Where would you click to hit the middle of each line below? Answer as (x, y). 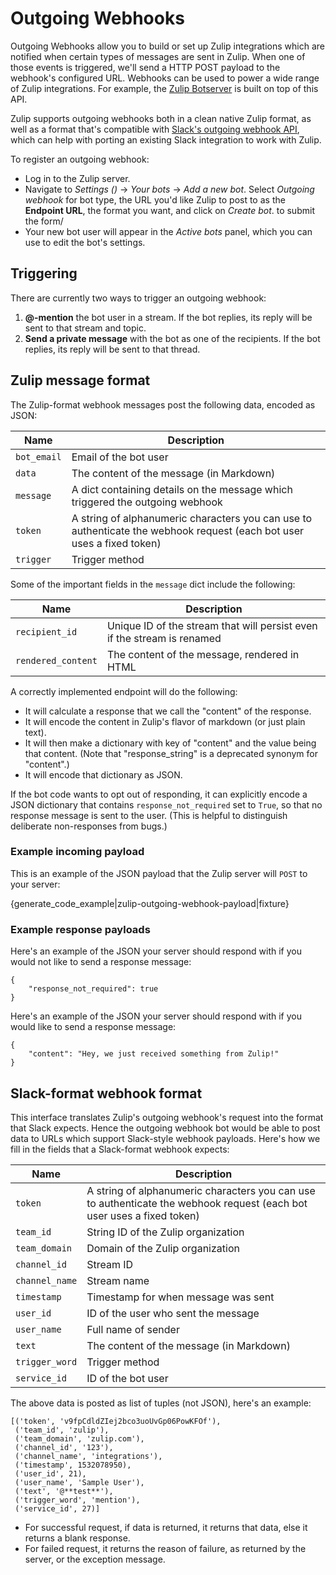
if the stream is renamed (164, 638)
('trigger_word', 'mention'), (77, 1500)
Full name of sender (133, 1329)
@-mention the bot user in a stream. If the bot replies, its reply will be (168, 317)
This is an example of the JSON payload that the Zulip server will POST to (159, 873)
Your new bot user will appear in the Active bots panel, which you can (168, 231)
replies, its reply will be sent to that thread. (112, 349)
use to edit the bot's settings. (85, 242)
